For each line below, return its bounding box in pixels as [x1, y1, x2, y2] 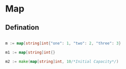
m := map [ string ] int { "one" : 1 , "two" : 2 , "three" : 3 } [5, 41, 121, 46]
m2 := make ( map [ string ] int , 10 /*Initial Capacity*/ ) [5, 59, 119, 64]
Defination [5, 23, 39, 32]
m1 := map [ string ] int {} [5, 50, 56, 55]
